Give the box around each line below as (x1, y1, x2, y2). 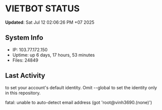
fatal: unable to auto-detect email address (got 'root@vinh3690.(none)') (5, 99, 153, 105)
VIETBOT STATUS (5, 3, 80, 14)
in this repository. (5, 90, 41, 96)
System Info (5, 34, 44, 42)
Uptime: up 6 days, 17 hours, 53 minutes (12, 52, 95, 58)
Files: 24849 (12, 57, 39, 63)
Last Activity (5, 72, 46, 80)
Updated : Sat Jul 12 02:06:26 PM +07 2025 (5, 19, 94, 25)
